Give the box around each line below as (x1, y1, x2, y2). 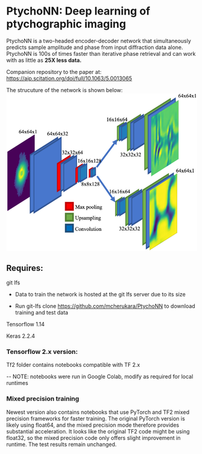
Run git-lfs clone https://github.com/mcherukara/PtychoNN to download (15, 302, 195, 310)
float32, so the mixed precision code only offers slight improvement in (6, 434, 181, 441)
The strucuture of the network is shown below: (6, 86, 123, 93)
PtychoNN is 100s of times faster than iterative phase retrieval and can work (6, 50, 196, 57)
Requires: (6, 262, 44, 273)
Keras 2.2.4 (6, 332, 35, 340)
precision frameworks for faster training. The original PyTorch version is (6, 415, 186, 422)
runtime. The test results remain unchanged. (6, 441, 117, 448)
